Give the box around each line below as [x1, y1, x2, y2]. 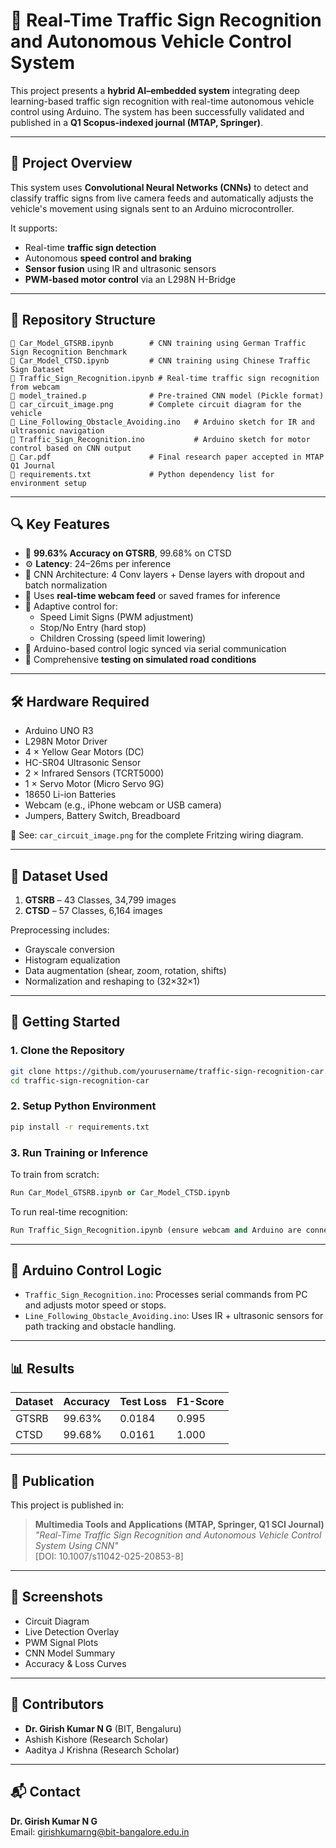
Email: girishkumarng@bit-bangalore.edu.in [10, 1825, 190, 1838]
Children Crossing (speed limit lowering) [39, 632, 207, 644]
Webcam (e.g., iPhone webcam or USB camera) [24, 799, 222, 811]
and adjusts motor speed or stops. [24, 1299, 167, 1311]
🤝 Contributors [10, 1696, 105, 1713]
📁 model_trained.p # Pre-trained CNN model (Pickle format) [10, 390, 325, 401]
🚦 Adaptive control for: [24, 600, 118, 613]
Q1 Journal [10, 460, 56, 471]
